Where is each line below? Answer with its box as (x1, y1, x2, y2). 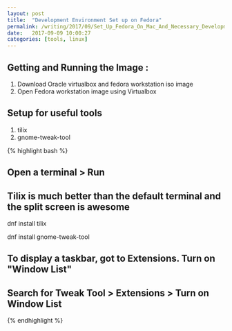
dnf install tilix (7, 219, 47, 227)
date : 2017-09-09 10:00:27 (7, 29, 91, 37)
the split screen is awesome (7, 201, 130, 213)
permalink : (7, 23, 39, 30)
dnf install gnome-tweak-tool (7, 233, 90, 241)
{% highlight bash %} (7, 146, 68, 154)
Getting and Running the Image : (7, 62, 149, 73)
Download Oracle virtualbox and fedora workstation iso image (17, 80, 193, 88)
